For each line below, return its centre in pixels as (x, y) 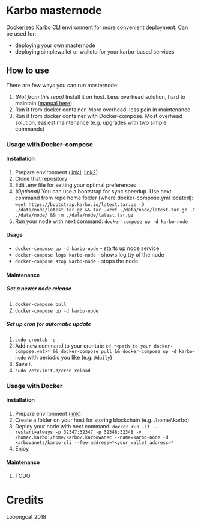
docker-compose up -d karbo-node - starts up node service (87, 248)
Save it (23, 364)
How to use (28, 71)
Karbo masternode (54, 11)
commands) (30, 129)
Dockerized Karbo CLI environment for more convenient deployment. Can (97, 27)
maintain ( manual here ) (43, 103)
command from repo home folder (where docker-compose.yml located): (104, 198)
